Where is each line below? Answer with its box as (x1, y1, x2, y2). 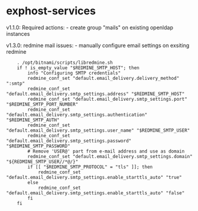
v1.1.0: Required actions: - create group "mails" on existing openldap (6, 24, 174, 31)
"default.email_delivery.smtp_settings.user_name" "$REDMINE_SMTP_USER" (6, 127, 190, 134)
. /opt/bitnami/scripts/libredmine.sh (17, 60, 113, 66)
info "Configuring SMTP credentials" (27, 70, 121, 76)
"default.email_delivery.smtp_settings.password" (6, 138, 132, 144)
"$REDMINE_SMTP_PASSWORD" (6, 143, 70, 149)
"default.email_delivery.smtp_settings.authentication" (6, 111, 147, 117)
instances (6, 30, 30, 37)
